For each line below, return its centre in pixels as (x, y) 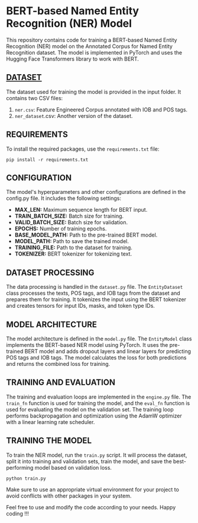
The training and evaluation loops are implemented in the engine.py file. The (99, 397)
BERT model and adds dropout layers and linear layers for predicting (108, 351)
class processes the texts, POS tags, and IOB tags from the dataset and (93, 293)
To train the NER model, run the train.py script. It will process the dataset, (97, 455)
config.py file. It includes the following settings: (64, 198)
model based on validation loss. (73, 467)
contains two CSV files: (35, 98)
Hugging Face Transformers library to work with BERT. (72, 59)
